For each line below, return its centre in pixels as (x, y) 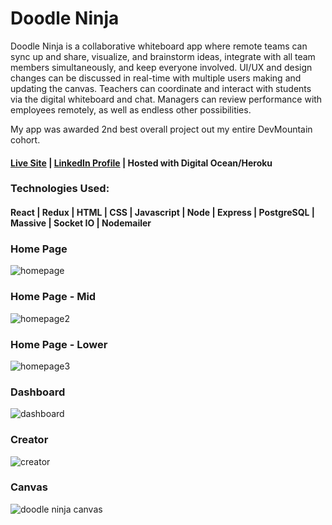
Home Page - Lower (59, 344)
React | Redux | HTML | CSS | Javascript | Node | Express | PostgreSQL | (162, 213)
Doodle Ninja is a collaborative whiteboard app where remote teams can (159, 46)
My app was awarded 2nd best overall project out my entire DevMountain (161, 129)
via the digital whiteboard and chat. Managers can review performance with (166, 99)
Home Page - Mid (53, 297)
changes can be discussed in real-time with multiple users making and (156, 78)
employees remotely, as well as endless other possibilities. (131, 109)
